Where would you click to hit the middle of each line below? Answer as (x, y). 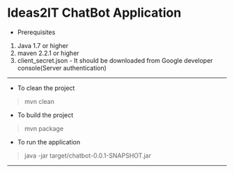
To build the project (45, 115)
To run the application (49, 142)
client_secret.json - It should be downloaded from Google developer (115, 60)
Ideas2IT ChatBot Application (94, 13)
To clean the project (46, 88)
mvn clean (39, 101)
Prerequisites (36, 32)
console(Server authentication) (62, 68)
